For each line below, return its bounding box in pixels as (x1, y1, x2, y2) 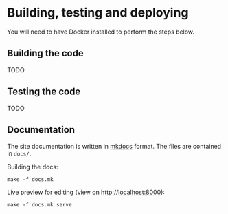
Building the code (7, 47, 84, 59)
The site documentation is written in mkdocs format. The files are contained (7, 142, 222, 151)
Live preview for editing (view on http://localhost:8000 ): (7, 188, 165, 197)
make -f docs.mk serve (7, 202, 72, 208)
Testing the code (7, 86, 81, 98)
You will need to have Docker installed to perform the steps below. (7, 28, 194, 36)
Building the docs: (7, 163, 58, 171)
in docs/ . (7, 149, 32, 158)
